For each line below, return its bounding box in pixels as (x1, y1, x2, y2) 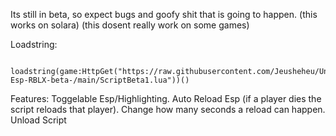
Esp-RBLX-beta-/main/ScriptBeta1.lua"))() (10, 75, 190, 85)
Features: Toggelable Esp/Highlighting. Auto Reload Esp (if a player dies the (10, 93, 322, 104)
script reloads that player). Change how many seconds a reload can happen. (10, 104, 326, 115)
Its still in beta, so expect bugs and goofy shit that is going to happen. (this (10, 9, 318, 20)
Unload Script (10, 114, 67, 126)
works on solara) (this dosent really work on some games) (10, 19, 250, 31)
